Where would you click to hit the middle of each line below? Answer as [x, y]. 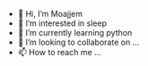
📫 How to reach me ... [59, 52]
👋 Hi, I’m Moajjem [50, 14]
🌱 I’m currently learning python [75, 33]
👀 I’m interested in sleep [62, 23]
